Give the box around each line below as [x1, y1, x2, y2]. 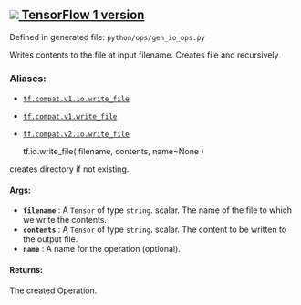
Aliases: [9, 72, 47, 85]
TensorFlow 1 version [21, 7, 145, 23]
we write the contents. [22, 215, 108, 226]
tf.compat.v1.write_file [22, 112, 118, 121]
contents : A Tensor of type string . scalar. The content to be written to [22, 224, 287, 236]
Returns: [9, 264, 44, 275]
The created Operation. [9, 285, 98, 296]
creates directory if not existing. [9, 163, 130, 174]
